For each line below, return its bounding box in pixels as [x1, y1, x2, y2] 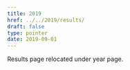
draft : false [7, 23, 45, 30]
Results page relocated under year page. [7, 55, 124, 63]
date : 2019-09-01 [7, 36, 57, 43]
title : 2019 [7, 10, 41, 17]
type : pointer [7, 29, 48, 37]
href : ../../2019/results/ [7, 17, 85, 24]
